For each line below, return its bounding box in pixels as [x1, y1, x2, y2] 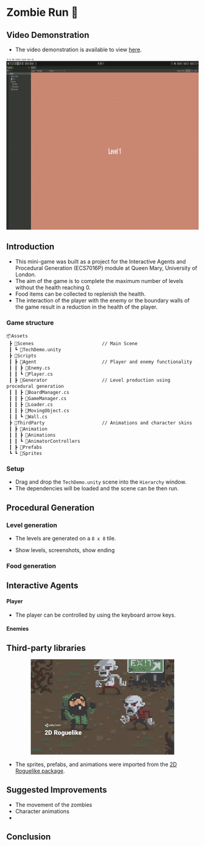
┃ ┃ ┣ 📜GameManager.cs [9, 396, 67, 402]
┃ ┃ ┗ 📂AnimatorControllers [9, 439, 81, 445]
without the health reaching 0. [15, 284, 91, 291]
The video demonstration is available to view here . [15, 46, 142, 53]
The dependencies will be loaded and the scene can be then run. [15, 485, 179, 492]
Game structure [6, 318, 54, 327]
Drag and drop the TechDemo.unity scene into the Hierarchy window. [15, 478, 187, 486]
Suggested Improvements [6, 785, 107, 795]
